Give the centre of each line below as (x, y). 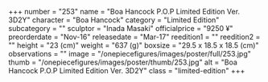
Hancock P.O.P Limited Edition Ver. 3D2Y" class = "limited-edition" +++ (127, 70)
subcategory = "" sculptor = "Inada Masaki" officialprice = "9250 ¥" (121, 28)
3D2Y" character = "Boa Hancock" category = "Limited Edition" (114, 20)
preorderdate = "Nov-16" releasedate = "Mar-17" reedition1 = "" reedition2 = (134, 37)
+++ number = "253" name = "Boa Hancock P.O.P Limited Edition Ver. (124, 12)
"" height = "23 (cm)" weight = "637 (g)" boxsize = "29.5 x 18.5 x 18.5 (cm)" (134, 45)
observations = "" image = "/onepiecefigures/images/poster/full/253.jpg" (130, 54)
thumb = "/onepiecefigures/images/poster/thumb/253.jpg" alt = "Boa (123, 62)
